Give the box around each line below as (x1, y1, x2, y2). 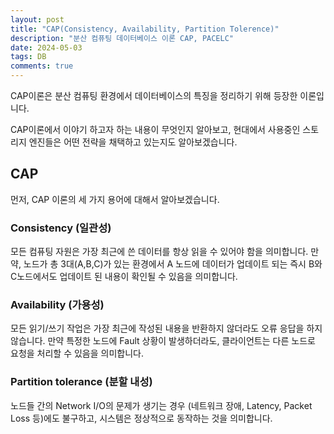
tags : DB (10, 52, 47, 62)
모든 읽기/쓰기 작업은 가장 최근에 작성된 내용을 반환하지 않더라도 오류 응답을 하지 (10, 322, 323, 335)
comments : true (10, 61, 74, 71)
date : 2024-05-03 (10, 42, 83, 53)
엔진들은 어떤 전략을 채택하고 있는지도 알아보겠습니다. (28, 136, 238, 148)
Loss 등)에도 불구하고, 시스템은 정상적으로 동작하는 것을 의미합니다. (10, 412, 273, 424)
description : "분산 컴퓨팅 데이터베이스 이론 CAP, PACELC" (10, 33, 235, 43)
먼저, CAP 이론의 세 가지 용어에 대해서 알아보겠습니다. (10, 193, 220, 205)
